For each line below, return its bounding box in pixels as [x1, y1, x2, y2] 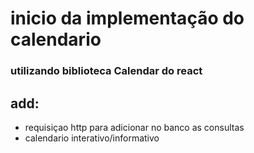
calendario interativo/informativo [24, 132, 160, 144]
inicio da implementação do [10, 7, 245, 30]
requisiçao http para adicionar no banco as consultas [24, 121, 245, 133]
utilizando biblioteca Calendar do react [10, 64, 203, 78]
